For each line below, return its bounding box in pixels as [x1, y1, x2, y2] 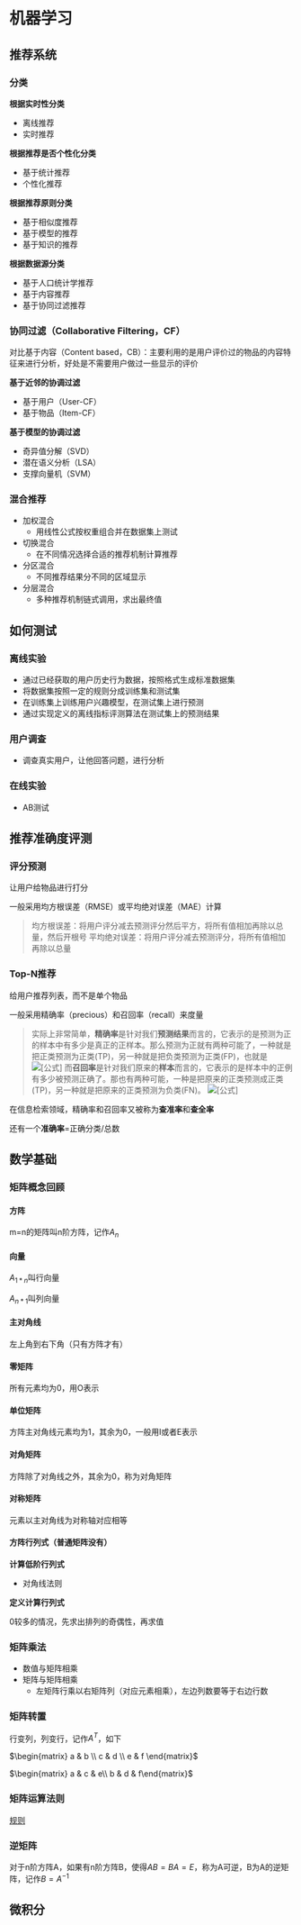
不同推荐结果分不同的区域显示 [35, 571, 146, 582]
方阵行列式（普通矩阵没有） [9, 1537, 112, 1548]
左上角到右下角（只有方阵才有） [9, 1339, 128, 1349]
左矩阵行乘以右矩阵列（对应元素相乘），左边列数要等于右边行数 [35, 1685, 269, 1696]
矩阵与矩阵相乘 [22, 1675, 78, 1685]
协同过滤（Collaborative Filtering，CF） [9, 324, 186, 337]
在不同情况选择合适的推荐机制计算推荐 [35, 549, 178, 559]
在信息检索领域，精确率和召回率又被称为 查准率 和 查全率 [9, 1103, 214, 1114]
